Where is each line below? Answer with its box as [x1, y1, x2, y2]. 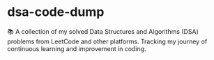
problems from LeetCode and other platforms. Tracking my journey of [7, 37, 208, 46]
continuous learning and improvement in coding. [7, 44, 146, 52]
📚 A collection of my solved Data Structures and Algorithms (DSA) [7, 27, 199, 35]
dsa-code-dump [7, 4, 105, 20]
